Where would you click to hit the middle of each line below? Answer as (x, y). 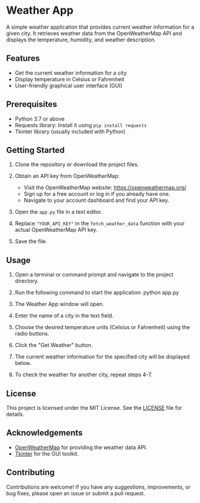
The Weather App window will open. (59, 304)
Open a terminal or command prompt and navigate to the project (94, 275)
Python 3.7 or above (40, 119)
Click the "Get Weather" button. (54, 345)
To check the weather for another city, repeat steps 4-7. (83, 375)
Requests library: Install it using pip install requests (81, 125)
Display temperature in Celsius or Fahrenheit (70, 79)
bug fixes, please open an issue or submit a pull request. (76, 493)
